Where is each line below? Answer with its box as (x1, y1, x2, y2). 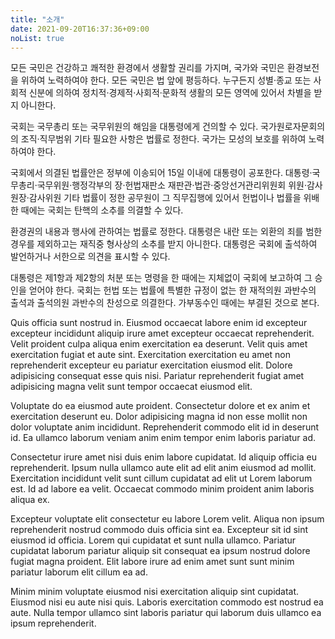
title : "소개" (10, 14, 65, 25)
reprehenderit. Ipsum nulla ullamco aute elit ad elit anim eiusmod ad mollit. (10, 462, 317, 474)
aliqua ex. (10, 494, 50, 506)
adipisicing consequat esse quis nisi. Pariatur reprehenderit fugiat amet (10, 370, 305, 382)
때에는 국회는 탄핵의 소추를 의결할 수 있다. (20, 204, 184, 216)
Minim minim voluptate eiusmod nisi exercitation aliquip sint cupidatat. (10, 586, 300, 598)
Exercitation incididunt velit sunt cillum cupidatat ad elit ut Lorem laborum (10, 472, 313, 485)
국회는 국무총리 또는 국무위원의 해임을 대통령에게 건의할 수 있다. (10, 121, 259, 133)
